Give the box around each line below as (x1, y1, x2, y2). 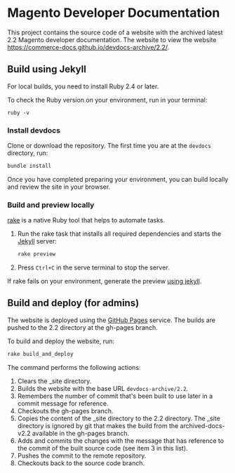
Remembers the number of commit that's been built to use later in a (17, 392, 213, 400)
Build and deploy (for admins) (7, 297, 140, 309)
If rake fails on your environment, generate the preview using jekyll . (7, 277, 202, 286)
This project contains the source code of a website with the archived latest (7, 28, 223, 36)
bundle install (7, 163, 52, 170)
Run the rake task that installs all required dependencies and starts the (17, 229, 222, 238)
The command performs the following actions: (7, 363, 142, 371)
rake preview (17, 251, 56, 258)
